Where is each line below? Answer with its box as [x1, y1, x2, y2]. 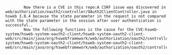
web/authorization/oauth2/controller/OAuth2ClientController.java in [5, 9, 157, 14]
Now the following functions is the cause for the [24, 27, 134, 32]
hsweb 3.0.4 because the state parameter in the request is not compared [5, 14, 166, 19]
